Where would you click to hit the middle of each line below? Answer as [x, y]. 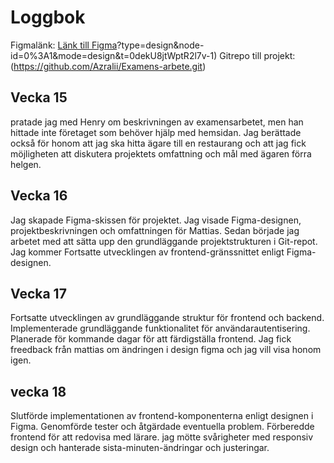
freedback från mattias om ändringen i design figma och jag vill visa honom [166, 350]
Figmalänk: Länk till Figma [64, 45]
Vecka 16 [39, 196]
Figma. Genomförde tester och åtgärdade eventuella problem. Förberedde [162, 427]
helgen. [26, 164]
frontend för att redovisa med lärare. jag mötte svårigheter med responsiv [162, 437]
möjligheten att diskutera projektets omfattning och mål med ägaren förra [161, 153]
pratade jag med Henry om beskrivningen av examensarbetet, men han [157, 122]
